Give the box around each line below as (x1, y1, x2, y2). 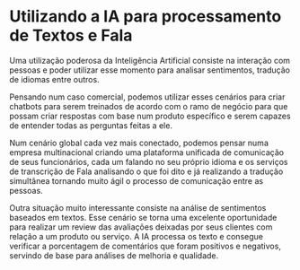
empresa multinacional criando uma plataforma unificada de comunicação (9, 146, 285, 158)
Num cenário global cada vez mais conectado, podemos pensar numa (9, 137, 269, 148)
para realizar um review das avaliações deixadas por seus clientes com (9, 222, 273, 232)
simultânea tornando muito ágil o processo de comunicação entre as (9, 175, 263, 186)
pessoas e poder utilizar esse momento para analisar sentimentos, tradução (9, 65, 290, 75)
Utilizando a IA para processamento (9, 6, 282, 27)
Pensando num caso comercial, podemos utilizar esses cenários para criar (9, 91, 286, 102)
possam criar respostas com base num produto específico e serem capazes (9, 110, 291, 121)
